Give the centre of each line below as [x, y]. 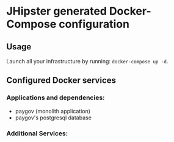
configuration [94, 24]
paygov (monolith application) [53, 111]
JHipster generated [56, 11]
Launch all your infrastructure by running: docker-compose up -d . [87, 61]
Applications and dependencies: [56, 98]
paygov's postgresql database [53, 118]
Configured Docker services [61, 80]
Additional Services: [37, 133]
